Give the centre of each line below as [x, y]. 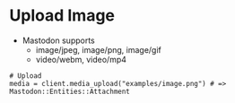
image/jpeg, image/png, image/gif [98, 49]
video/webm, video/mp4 [81, 59]
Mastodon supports [59, 40]
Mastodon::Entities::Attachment [70, 91]
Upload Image [62, 16]
